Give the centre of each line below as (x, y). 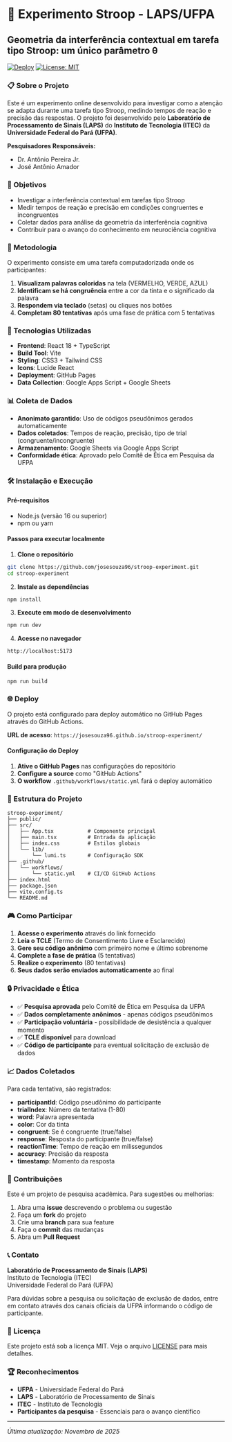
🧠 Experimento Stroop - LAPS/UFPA (111, 14)
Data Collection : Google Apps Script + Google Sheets (94, 383)
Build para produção (37, 666)
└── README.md (28, 898)
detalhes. (20, 1353)
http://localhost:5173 (40, 651)
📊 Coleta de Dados (40, 401)
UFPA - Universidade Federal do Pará (70, 1389)
